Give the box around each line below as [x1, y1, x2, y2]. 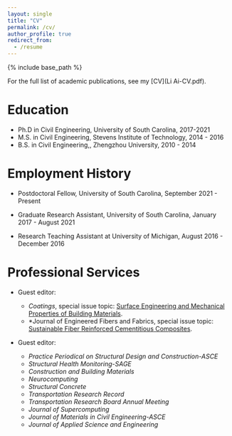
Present [17, 197, 41, 205]
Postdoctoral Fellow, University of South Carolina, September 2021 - [17, 189, 218, 197]
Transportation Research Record [28, 390, 125, 398]
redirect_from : [7, 37, 53, 44]
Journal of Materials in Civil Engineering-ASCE [28, 412, 166, 421]
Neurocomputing [28, 375, 78, 383]
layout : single [7, 10, 53, 18]
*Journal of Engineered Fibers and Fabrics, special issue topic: [28, 316, 213, 325]
